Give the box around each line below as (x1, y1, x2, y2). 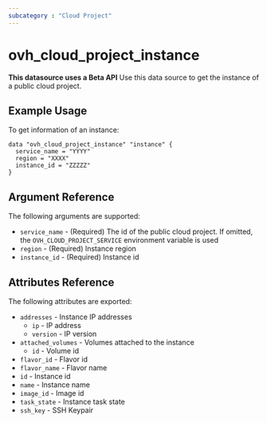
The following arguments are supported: (8, 211, 141, 221)
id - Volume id (31, 346, 80, 355)
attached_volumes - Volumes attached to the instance (19, 338, 195, 347)
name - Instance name (19, 380, 90, 389)
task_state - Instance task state (19, 397, 126, 406)
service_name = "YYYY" (15, 148, 91, 156)
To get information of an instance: (8, 125, 120, 135)
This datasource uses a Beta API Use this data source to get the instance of (8, 73, 259, 82)
